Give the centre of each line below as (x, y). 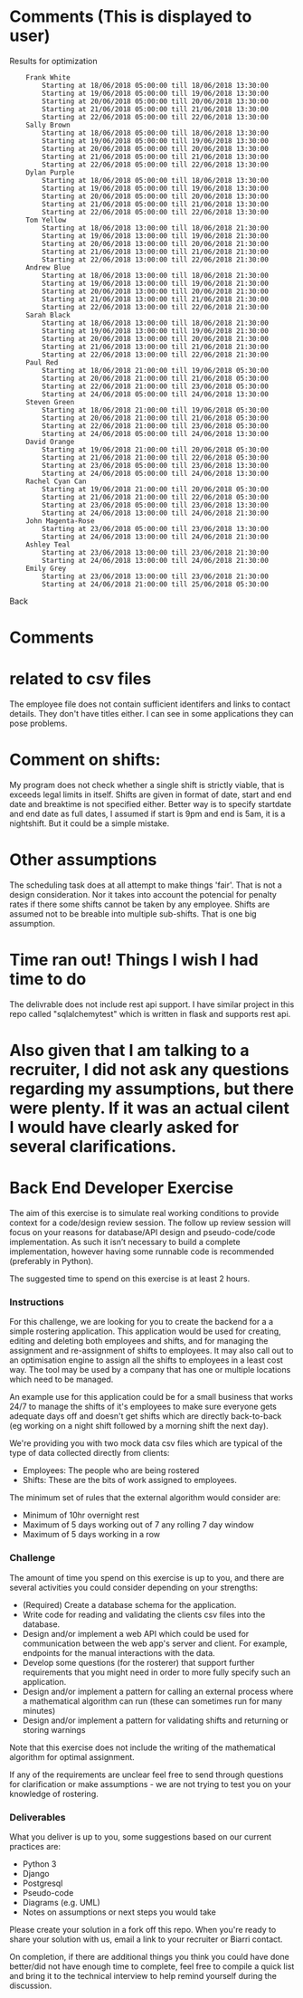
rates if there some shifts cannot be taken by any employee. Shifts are (140, 904)
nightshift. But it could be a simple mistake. (90, 823)
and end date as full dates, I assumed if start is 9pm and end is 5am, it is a (147, 813)
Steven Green (50, 402)
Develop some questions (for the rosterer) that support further (138, 1662)
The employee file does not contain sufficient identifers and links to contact (150, 704)
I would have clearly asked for (124, 1127)
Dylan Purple (50, 172)
